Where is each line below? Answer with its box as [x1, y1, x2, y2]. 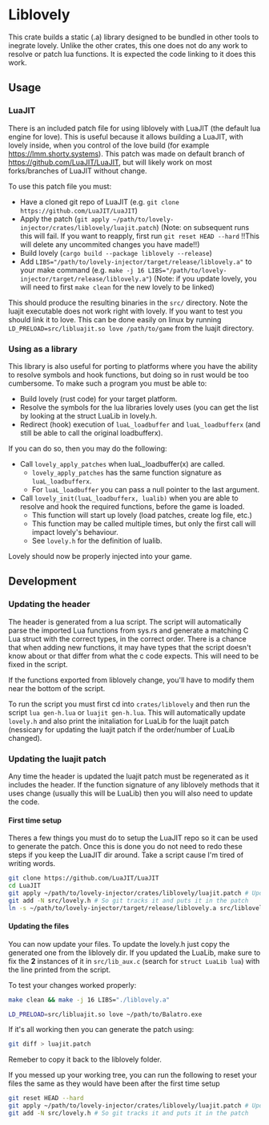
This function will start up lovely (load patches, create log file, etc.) [31, 510, 252, 520]
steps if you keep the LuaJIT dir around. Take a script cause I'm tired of [8, 850, 244, 860]
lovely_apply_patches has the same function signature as [31, 467, 222, 477]
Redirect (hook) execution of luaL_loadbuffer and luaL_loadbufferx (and [19, 419, 261, 429]
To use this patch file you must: [8, 181, 112, 191]
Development [8, 575, 78, 589]
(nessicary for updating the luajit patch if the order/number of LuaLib [8, 724, 235, 734]
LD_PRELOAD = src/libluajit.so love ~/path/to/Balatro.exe [8, 1010, 203, 1018]
